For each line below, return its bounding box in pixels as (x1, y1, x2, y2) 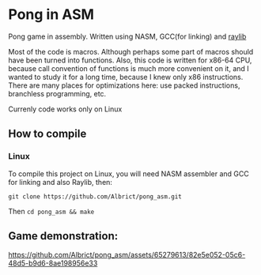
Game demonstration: (8, 229, 119, 243)
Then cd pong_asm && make (8, 206, 95, 216)
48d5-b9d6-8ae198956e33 (8, 258, 98, 268)
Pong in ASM (8, 6, 95, 24)
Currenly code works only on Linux (8, 104, 123, 114)
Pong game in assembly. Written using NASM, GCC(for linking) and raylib (8, 32, 247, 41)
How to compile (8, 127, 87, 141)
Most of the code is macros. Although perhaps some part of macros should (8, 47, 254, 56)
